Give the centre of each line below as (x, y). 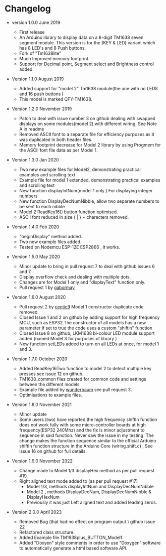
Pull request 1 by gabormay (47, 287)
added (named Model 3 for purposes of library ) (68, 338)
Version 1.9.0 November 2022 (42, 461)
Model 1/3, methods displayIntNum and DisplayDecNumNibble (90, 486)
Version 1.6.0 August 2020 (39, 297)
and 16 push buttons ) (41, 94)
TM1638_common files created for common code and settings (83, 379)
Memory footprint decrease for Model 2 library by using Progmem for (90, 144)
